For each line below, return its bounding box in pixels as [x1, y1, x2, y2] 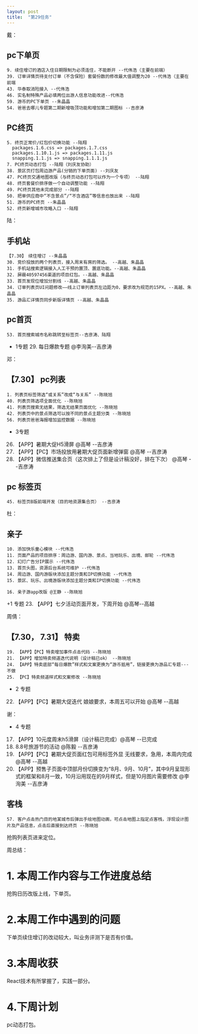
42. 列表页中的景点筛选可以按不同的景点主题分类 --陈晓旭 [7, 410, 131, 416]
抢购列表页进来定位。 [7, 833, 59, 841]
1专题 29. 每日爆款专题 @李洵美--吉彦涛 [15, 343, 112, 350]
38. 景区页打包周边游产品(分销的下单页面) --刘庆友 [7, 168, 119, 174]
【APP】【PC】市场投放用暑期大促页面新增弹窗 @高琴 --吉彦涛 [15, 448, 167, 455]
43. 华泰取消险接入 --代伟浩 [7, 86, 70, 92]
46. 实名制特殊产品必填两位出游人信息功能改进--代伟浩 [7, 92, 124, 98]
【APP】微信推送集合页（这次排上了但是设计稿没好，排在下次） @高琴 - [15, 455, 191, 463]
